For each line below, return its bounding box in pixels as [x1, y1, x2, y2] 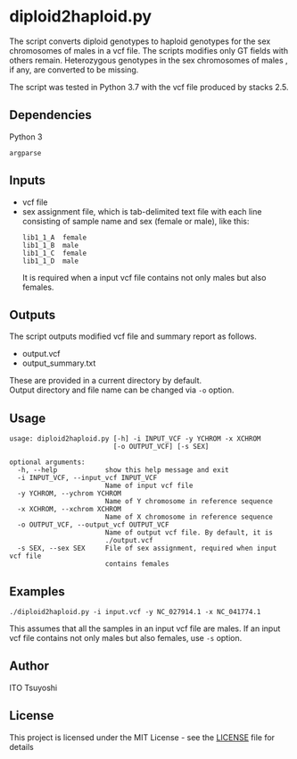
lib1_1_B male [21, 240, 79, 249]
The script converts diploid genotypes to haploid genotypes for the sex [9, 36, 271, 46]
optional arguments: [9, 458, 87, 467]
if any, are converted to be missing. [9, 64, 139, 75]
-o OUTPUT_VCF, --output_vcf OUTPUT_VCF [17, 520, 169, 529]
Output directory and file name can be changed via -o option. [9, 384, 235, 395]
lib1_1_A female [21, 232, 87, 242]
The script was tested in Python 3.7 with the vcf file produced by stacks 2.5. [9, 81, 289, 92]
